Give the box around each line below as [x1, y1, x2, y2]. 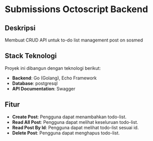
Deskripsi [5, 24, 36, 32]
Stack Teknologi [5, 52, 57, 60]
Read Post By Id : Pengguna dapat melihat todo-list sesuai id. [12, 124, 139, 130]
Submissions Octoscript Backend [5, 4, 148, 15]
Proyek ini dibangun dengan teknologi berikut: [5, 65, 101, 71]
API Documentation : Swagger [12, 85, 75, 91]
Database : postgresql [12, 80, 58, 86]
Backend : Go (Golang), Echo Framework [12, 75, 97, 81]
